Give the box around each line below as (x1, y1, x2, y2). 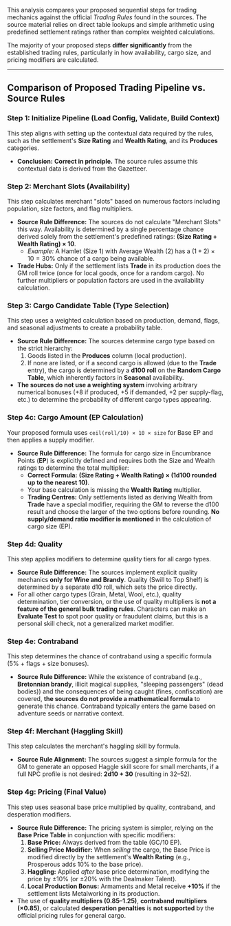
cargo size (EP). (27, 522, 73, 530)
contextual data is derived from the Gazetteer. (16, 164, 148, 173)
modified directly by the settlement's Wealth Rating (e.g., (27, 852, 190, 861)
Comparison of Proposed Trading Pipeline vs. (7, 82, 206, 94)
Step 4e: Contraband (7, 636, 79, 646)
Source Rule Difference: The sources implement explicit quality (16, 568, 198, 577)
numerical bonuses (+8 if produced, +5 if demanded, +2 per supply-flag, (16, 388, 224, 396)
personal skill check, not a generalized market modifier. (16, 619, 175, 627)
